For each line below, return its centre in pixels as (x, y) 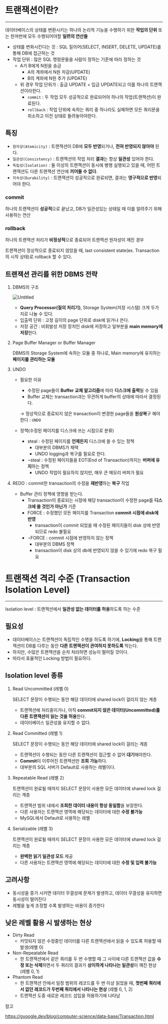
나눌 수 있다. (41, 314)
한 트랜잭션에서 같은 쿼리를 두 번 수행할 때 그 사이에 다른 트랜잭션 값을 (88, 959)
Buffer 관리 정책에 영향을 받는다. (51, 494)
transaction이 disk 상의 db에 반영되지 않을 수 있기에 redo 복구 (96, 551)
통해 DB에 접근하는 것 (33, 53)
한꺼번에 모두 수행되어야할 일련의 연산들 (49, 36)
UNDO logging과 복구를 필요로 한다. (70, 454)
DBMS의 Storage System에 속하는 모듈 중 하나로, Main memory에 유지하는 (86, 353)
